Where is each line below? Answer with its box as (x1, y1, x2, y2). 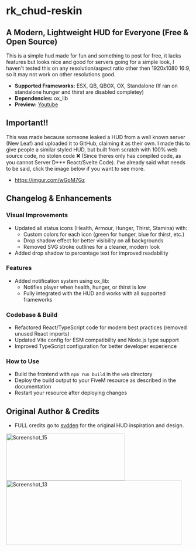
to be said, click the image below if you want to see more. (6, 165, 145, 172)
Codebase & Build (6, 310, 57, 319)
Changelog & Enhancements (6, 194, 112, 204)
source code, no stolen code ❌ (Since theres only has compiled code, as (6, 152, 181, 159)
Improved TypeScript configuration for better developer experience (14, 343, 177, 350)
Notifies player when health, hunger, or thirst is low (23, 283, 146, 290)
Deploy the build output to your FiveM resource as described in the (14, 377, 177, 384)
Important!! (6, 118, 49, 128)
